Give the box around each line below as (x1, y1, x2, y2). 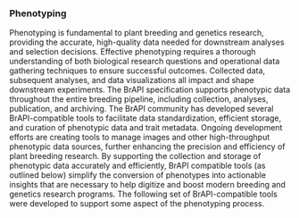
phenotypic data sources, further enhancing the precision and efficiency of (9, 141, 286, 152)
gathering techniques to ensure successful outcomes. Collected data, (9, 65, 266, 76)
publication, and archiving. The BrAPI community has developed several (9, 104, 274, 114)
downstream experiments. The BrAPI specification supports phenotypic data (9, 84, 291, 96)
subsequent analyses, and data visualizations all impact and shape (9, 75, 254, 86)
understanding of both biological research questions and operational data (9, 56, 280, 67)
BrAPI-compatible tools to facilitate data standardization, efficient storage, (9, 113, 282, 123)
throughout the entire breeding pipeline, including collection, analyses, (9, 94, 270, 105)
